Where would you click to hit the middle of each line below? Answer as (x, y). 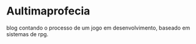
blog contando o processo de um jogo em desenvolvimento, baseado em (98, 28)
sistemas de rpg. (27, 34)
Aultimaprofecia (48, 11)
